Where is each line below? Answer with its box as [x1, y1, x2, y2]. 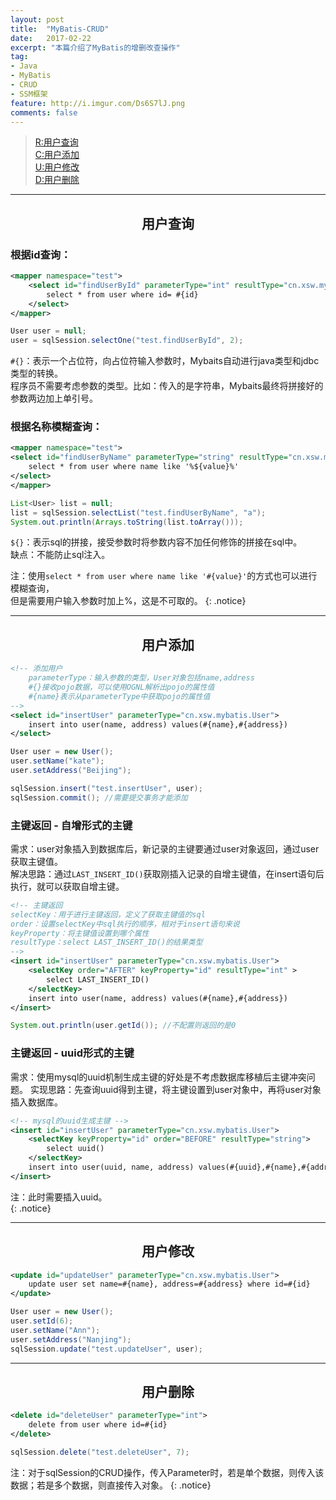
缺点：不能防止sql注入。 [10, 549, 111, 561]
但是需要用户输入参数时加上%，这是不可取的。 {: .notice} [10, 595, 247, 607]
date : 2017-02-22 [10, 33, 92, 43]
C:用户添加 [34, 149, 80, 161]
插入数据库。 [10, 1096, 63, 1108]
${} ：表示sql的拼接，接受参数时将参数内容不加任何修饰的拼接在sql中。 [10, 536, 303, 548]
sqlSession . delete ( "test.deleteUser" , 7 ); [10, 1447, 190, 1458]
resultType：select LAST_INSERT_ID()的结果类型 [10, 937, 203, 948]
